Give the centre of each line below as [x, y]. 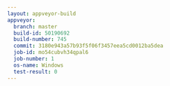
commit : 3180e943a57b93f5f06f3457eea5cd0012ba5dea [88, 46]
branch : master [36, 26]
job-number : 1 [34, 59]
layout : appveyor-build [42, 14]
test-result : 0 [36, 71]
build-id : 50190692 [42, 33]
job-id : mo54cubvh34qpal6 [51, 53]
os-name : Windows [39, 65]
